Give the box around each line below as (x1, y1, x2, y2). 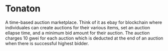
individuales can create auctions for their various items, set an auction (5, 24, 150, 30)
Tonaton (5, 3, 41, 14)
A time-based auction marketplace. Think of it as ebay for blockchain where (5, 19, 162, 25)
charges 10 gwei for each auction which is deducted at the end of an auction (5, 35, 163, 41)
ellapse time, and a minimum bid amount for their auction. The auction (5, 30, 150, 36)
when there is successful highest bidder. (5, 40, 89, 46)
